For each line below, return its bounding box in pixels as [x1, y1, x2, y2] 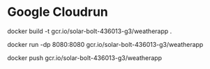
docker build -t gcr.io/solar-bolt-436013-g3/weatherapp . [7, 27, 172, 35]
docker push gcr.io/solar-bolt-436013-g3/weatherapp [7, 53, 163, 62]
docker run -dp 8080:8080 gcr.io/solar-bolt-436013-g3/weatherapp [7, 40, 204, 48]
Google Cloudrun [7, 4, 108, 20]
